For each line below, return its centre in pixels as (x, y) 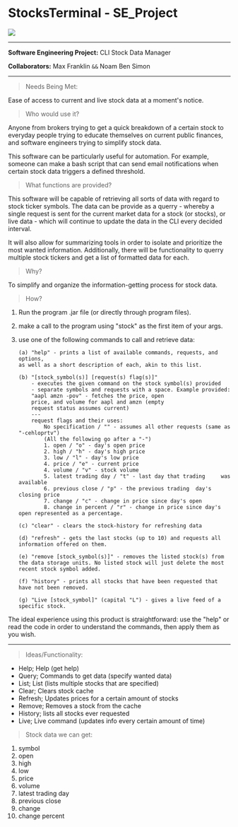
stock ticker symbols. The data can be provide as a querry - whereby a (111, 206)
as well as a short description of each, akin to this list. (110, 365)
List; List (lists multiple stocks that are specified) (89, 683)
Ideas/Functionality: (54, 655)
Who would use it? (52, 114)
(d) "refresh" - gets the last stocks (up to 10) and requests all (119, 538)
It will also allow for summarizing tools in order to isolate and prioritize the (115, 242)
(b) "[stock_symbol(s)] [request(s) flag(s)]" (88, 377)
